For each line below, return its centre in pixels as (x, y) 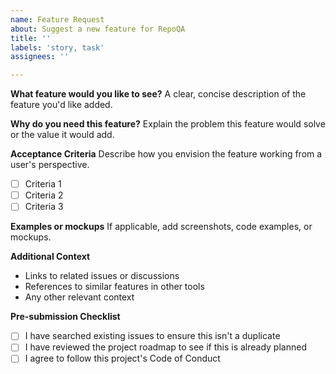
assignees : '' (40, 57)
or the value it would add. (62, 135)
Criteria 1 (43, 184)
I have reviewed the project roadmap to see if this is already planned (165, 347)
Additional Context (50, 257)
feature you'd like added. (61, 105)
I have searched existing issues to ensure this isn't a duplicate (152, 336)
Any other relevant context (79, 297)
